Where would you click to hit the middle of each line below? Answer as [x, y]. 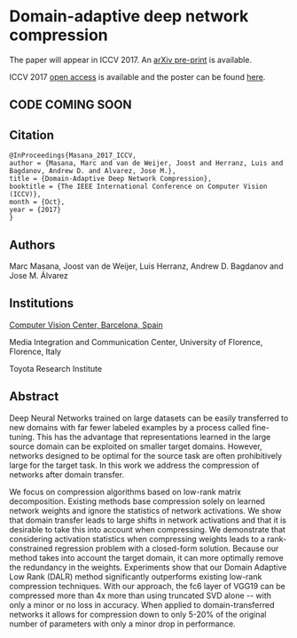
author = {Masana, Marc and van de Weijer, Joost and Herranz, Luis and [146, 163]
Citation [32, 135]
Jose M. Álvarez [39, 275]
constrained [31, 548]
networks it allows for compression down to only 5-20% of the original [138, 614]
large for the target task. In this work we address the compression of [134, 465]
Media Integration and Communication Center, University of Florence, [136, 342]
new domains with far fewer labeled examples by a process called [129, 427]
